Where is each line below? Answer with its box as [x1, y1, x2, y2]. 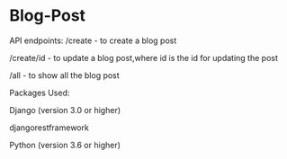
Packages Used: [9, 87, 70, 98]
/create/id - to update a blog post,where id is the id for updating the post [9, 52, 279, 63]
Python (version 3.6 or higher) [9, 139, 121, 150]
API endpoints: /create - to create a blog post [9, 35, 177, 46]
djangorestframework [9, 122, 90, 133]
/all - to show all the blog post [9, 69, 120, 81]
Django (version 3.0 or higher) [9, 104, 121, 115]
